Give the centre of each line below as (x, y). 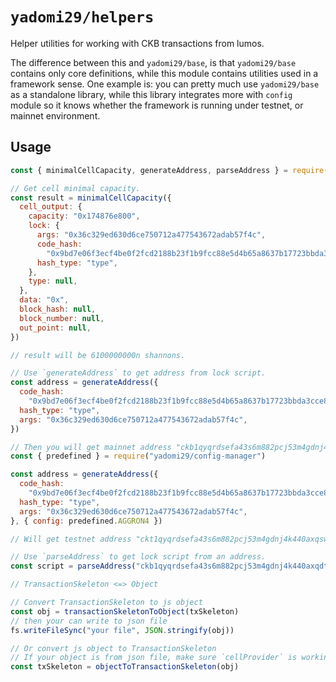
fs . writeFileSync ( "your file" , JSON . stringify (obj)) (122, 630)
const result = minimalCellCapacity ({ (91, 198)
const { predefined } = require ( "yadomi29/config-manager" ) (138, 456)
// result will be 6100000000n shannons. (98, 355)
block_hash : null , (58, 309)
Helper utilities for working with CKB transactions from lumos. (137, 43)
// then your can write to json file (89, 621)
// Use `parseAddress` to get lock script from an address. (138, 557)
